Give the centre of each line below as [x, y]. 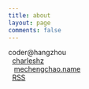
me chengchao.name [47, 69]
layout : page [30, 23]
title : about [30, 15]
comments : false [35, 30]
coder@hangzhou [37, 53]
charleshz [28, 61]
